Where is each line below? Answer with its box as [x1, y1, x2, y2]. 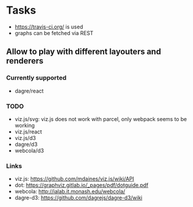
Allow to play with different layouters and [6, 47, 162, 57]
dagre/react [14, 87, 44, 94]
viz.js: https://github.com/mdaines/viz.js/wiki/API [14, 176, 134, 183]
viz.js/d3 [14, 134, 36, 141]
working [14, 122, 35, 129]
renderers [6, 56, 44, 66]
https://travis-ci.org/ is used [14, 23, 83, 30]
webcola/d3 [14, 147, 44, 154]
